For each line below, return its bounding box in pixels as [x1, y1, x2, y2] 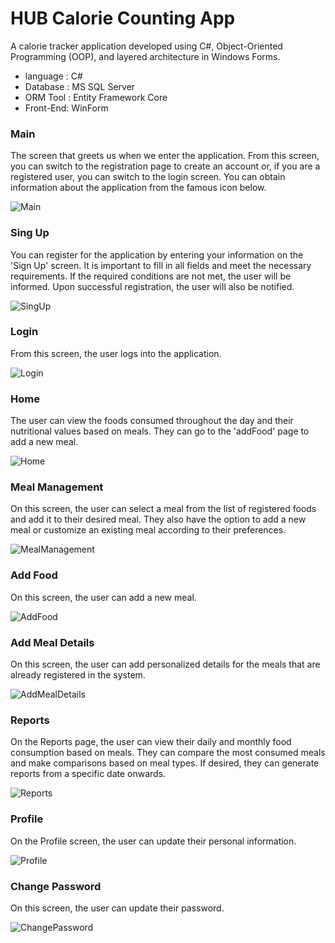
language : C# [24, 70, 83, 82]
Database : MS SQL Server [24, 80, 136, 92]
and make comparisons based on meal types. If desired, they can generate [10, 757, 320, 769]
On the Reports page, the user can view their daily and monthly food [10, 736, 292, 748]
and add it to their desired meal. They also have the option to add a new [10, 513, 307, 526]
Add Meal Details [10, 635, 95, 649]
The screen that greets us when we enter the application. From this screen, [10, 150, 320, 162]
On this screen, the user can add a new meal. [10, 591, 197, 603]
